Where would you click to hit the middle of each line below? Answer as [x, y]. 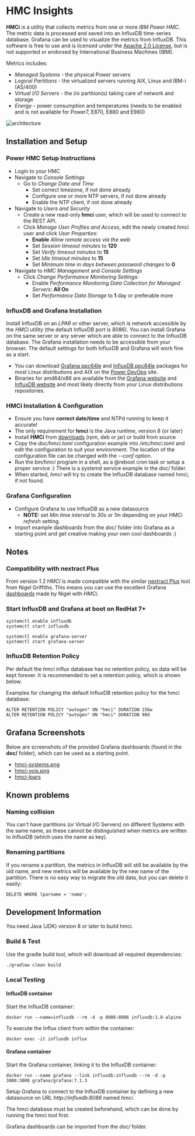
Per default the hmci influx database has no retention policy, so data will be [96, 669]
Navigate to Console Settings [49, 177]
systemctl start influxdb [37, 626]
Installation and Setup [47, 142]
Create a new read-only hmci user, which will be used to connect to [105, 214]
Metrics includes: [27, 63]
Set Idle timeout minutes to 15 [67, 258]
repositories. [29, 390]
